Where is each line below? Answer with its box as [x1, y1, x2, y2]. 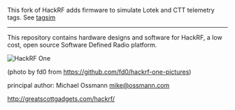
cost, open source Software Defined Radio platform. [7, 41, 157, 49]
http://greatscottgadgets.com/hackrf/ [7, 95, 115, 103]
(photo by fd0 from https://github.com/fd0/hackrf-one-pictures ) [7, 68, 192, 76]
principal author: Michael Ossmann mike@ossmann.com [7, 81, 170, 89]
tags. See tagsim [7, 13, 56, 22]
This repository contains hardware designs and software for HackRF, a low [7, 33, 222, 41]
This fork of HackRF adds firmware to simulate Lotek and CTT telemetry [7, 6, 215, 14]
